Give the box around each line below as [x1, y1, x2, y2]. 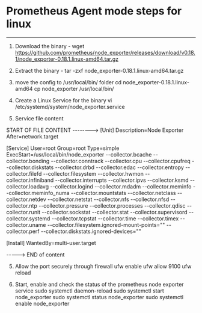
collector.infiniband [6, 176, 54, 184]
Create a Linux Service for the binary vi [14, 96, 112, 104]
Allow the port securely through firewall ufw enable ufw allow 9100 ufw [14, 262, 192, 270]
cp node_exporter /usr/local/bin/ [34, 85, 114, 92]
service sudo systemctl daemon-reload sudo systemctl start [14, 287, 164, 294]
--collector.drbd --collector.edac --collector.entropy [55, 164, 185, 171]
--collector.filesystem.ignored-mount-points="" [47, 221, 165, 228]
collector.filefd [6, 170, 42, 177]
